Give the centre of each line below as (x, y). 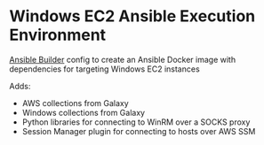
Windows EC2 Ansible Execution (132, 16)
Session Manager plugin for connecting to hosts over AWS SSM (139, 131)
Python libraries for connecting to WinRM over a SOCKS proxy (136, 122)
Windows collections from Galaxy (83, 112)
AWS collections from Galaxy (75, 103)
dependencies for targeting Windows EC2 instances (104, 69)
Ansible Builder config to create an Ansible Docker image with (123, 59)
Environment (58, 35)
